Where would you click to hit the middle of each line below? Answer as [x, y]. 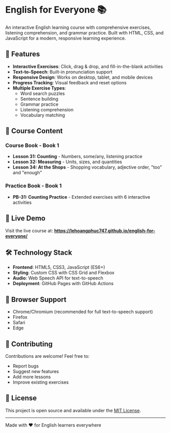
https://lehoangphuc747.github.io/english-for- [105, 230]
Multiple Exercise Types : [39, 88]
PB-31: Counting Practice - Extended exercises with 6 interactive [81, 197]
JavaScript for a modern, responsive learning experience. [66, 38]
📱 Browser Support [36, 300]
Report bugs [26, 366]
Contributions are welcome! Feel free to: [48, 356]
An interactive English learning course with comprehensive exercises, [78, 27]
